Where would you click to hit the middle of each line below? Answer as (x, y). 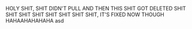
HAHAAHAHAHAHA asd (35, 21)
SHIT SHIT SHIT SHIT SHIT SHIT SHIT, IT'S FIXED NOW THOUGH (85, 14)
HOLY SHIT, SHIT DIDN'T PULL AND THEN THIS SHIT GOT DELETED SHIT (96, 8)
